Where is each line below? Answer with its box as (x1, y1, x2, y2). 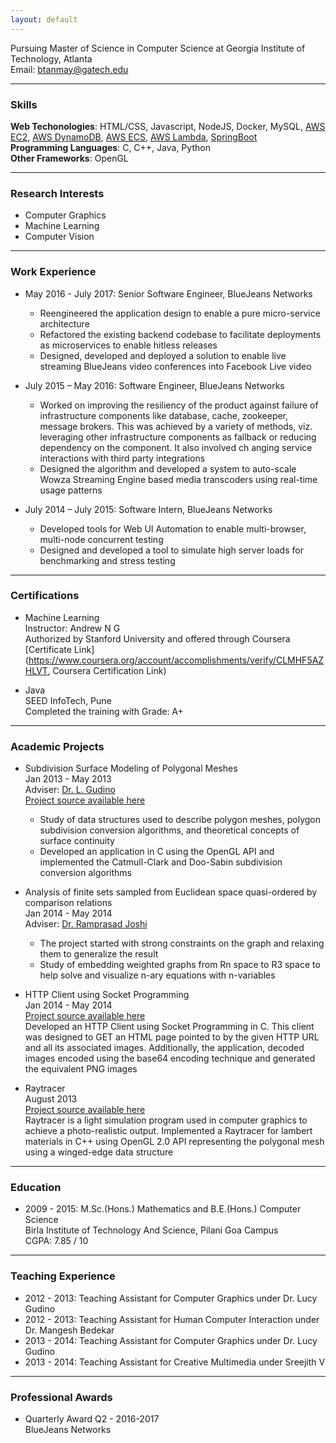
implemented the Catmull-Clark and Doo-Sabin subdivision (39, 856, 283, 868)
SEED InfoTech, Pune (24, 694, 112, 706)
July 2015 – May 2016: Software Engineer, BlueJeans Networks (24, 379, 285, 391)
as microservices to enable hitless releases (39, 339, 218, 351)
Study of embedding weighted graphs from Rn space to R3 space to (39, 959, 321, 971)
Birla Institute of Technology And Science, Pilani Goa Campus (24, 1224, 279, 1236)
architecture (39, 317, 90, 330)
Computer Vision (24, 231, 95, 243)
